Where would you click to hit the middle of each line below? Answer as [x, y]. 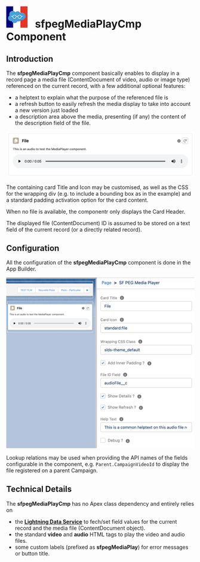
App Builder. [21, 269]
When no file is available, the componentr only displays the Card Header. [96, 211]
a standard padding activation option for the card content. [77, 200]
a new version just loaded [47, 110]
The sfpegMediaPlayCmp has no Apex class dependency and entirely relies [100, 503]
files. [21, 540]
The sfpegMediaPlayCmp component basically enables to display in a [93, 73]
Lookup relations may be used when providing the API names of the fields [97, 458]
